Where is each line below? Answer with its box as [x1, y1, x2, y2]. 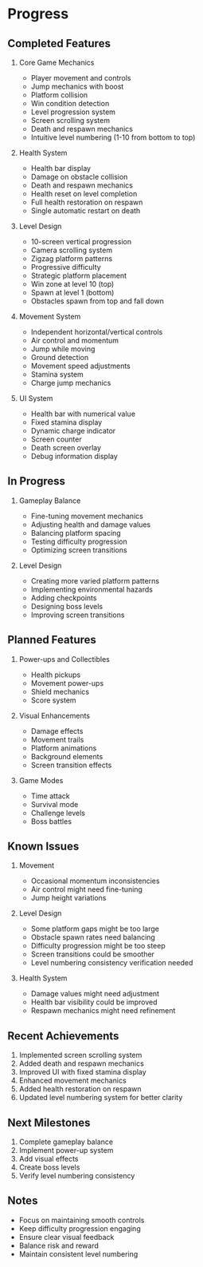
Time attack [30, 791, 71, 801]
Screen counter [30, 434, 82, 444]
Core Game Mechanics [18, 57, 95, 67]
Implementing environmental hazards [30, 584, 153, 594]
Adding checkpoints [30, 592, 97, 603]
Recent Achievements [7, 1029, 119, 1043]
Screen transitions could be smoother [30, 949, 154, 959]
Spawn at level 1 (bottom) [30, 288, 115, 297]
